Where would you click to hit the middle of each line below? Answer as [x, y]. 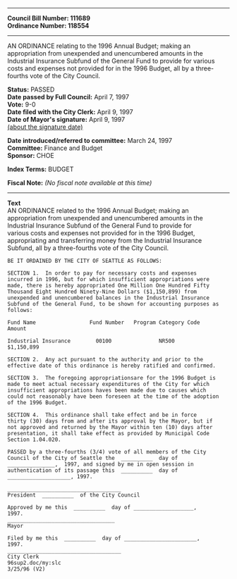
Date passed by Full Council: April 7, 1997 [68, 97]
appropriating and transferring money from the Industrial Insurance [105, 241]
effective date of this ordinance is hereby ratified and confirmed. [112, 366]
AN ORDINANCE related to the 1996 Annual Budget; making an [98, 211]
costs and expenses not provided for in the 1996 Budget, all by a [101, 68]
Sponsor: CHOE [31, 155]
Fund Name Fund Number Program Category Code [104, 323]
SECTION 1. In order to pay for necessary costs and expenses [102, 273]
